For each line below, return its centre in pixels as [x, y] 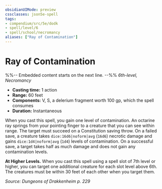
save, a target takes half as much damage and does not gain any [70, 146]
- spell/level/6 [22, 28]
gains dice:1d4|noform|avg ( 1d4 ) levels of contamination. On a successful [79, 141]
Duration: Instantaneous [37, 111]
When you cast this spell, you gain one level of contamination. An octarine [80, 120]
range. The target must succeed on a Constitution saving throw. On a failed [81, 130]
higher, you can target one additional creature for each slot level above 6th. [81, 166]
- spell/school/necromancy [33, 32]
